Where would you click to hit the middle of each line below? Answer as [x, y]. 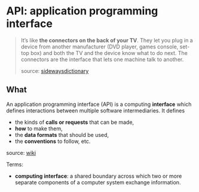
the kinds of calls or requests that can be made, [74, 122]
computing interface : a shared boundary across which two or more [98, 176]
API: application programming [82, 11]
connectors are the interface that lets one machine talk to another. [102, 59]
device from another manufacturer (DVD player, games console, [99, 47]
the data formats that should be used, [62, 135]
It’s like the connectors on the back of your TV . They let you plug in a [107, 40]
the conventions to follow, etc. [53, 141]
